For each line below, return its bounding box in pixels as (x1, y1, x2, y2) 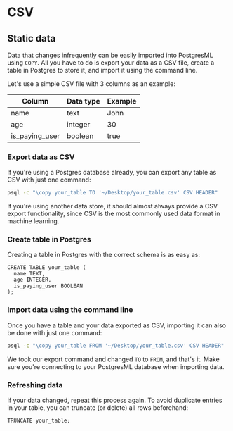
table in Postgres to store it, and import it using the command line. (7, 66, 198, 74)
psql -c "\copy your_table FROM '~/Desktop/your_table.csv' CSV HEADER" (7, 342, 225, 349)
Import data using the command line (7, 305, 133, 315)
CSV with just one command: (7, 175, 91, 184)
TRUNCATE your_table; (7, 417, 71, 424)
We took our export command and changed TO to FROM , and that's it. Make (7, 355, 220, 363)
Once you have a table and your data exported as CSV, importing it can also (7, 321, 227, 330)
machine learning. (7, 217, 60, 225)
